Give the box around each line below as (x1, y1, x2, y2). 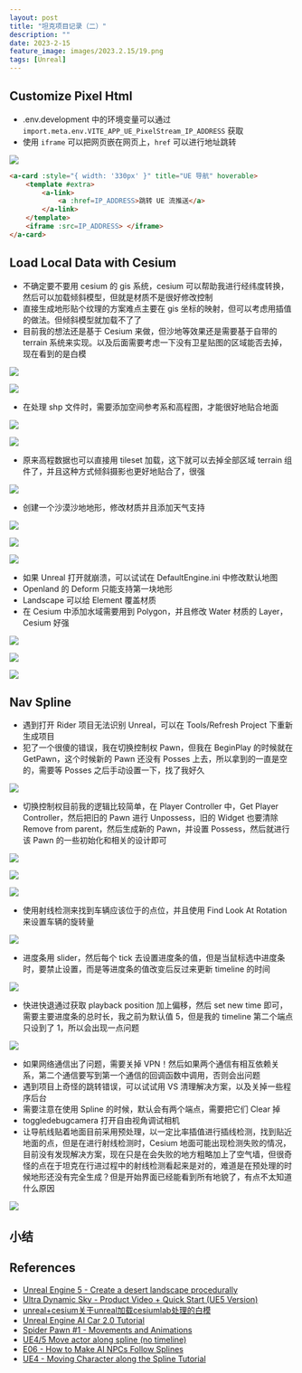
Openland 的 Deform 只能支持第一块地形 (22, 583, 174, 594)
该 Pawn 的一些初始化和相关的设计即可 (22, 835, 167, 846)
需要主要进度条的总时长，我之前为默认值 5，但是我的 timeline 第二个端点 (22, 1011, 294, 1022)
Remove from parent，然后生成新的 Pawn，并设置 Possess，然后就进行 (22, 823, 290, 834)
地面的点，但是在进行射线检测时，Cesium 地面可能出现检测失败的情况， (22, 1138, 291, 1149)
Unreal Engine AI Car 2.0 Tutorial (22, 1314, 145, 1325)
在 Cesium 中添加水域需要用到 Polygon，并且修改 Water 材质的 (22, 606, 258, 616)
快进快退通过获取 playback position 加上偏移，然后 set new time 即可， (22, 1000, 288, 1011)
